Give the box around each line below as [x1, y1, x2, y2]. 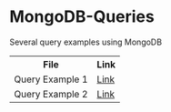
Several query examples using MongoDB [9, 36, 162, 47]
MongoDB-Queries [9, 6, 155, 27]
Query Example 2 [14, 87, 88, 100]
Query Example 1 [14, 73, 88, 86]
